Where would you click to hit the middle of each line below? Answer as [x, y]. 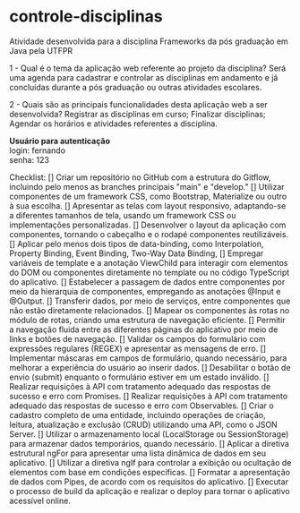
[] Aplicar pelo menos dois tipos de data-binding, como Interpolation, [137, 244]
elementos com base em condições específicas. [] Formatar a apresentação [150, 472]
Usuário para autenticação [60, 141]
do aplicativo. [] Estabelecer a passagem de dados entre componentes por [147, 282]
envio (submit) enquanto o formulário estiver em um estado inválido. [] [139, 377]
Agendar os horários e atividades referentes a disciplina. [113, 124]
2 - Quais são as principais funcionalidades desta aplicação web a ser [139, 104]
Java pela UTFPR [41, 50]
